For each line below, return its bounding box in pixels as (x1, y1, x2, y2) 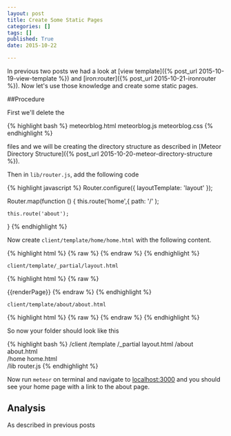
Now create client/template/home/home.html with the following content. (7, 236, 212, 244)
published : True (7, 36, 54, 43)
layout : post (7, 10, 45, 17)
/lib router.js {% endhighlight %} (7, 362, 99, 370)
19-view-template (7, 74, 57, 83)
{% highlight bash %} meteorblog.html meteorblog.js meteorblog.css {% (7, 122, 214, 129)
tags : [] (7, 29, 32, 37)
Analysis (7, 402, 46, 414)
